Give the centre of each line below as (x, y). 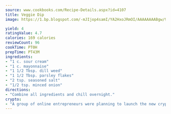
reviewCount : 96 (22, 43)
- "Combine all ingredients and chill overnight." (60, 94)
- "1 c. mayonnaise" (27, 66)
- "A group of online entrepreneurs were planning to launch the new (81, 104)
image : (12, 19)
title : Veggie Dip (25, 15)
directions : (18, 90)
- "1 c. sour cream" (27, 61)
